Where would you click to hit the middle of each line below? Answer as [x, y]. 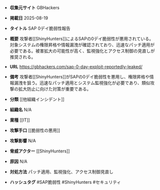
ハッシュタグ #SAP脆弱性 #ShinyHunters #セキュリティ [65, 182]
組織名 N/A [20, 110]
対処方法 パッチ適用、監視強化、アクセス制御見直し [61, 172]
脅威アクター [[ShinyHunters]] [40, 151]
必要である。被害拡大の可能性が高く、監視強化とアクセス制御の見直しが [82, 51]
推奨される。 [22, 57]
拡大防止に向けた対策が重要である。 [55, 89]
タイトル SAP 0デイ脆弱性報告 [40, 28]
